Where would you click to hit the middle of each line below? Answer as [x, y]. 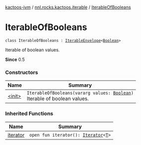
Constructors [22, 72]
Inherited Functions [29, 114]
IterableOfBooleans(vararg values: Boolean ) [80, 93]
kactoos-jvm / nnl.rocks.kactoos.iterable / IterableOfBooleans [68, 7]
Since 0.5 [15, 59]
